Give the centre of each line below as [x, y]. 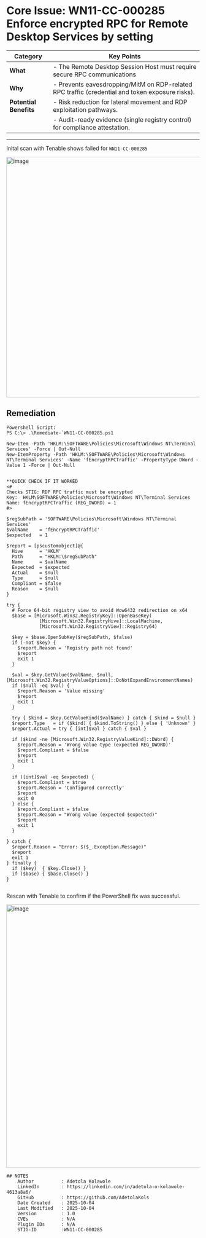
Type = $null [36, 578]
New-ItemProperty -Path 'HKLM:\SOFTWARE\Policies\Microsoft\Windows [96, 454]
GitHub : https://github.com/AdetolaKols [83, 1197]
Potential [23, 102]
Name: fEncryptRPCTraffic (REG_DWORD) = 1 [61, 503]
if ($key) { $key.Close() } [49, 868]
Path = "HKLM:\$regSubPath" [55, 557]
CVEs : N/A [46, 1219]
